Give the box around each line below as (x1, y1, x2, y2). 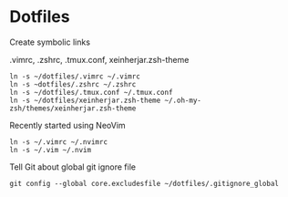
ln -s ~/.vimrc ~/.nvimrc (9, 137, 108, 147)
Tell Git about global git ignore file (9, 161, 137, 172)
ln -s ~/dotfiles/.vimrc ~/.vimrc (9, 71, 141, 81)
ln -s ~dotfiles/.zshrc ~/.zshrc (9, 79, 137, 88)
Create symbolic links (9, 36, 91, 47)
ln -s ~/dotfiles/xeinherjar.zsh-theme (9, 96, 161, 105)
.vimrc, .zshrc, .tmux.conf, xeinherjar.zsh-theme (9, 54, 190, 65)
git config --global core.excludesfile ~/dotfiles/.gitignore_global (9, 179, 280, 188)
